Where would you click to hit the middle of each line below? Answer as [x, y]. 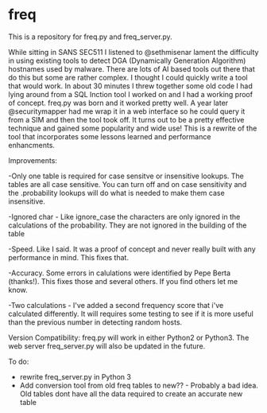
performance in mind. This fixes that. [69, 257]
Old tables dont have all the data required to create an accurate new [131, 394]
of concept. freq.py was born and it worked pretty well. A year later [118, 103]
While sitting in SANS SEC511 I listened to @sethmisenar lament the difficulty [133, 52]
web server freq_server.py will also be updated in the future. [107, 346]
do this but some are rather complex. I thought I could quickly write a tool [128, 77]
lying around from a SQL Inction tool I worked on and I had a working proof [130, 94]
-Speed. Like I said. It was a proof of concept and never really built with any [132, 249]
